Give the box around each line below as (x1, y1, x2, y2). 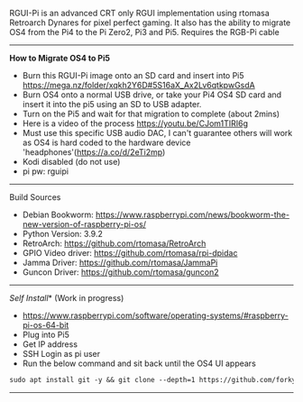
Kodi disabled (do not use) (22, 157, 121, 167)
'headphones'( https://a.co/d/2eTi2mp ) (22, 147, 166, 157)
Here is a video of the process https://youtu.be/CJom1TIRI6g (22, 118, 249, 129)
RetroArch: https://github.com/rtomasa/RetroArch (22, 238, 207, 249)
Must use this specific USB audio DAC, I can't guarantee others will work (22, 128, 293, 138)
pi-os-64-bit (22, 320, 69, 330)
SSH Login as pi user (22, 349, 101, 359)
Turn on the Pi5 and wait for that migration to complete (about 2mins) (22, 108, 280, 119)
